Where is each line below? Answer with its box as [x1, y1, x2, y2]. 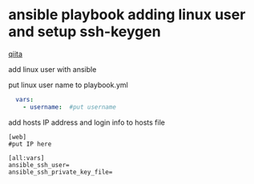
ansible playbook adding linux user [8, 6, 246, 24]
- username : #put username [22, 102, 116, 111]
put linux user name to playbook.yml [8, 80, 128, 90]
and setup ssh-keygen [8, 22, 162, 41]
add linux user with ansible [8, 64, 97, 74]
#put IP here [8, 140, 52, 148]
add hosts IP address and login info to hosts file [8, 118, 166, 127]
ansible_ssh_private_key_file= [8, 168, 113, 176]
